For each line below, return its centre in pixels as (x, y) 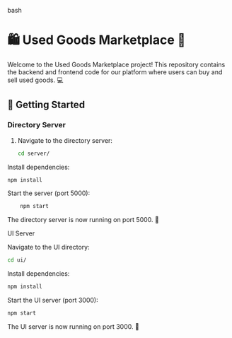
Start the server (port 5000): (49, 193)
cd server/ (34, 153)
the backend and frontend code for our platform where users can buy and (115, 72)
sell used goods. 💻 (35, 80)
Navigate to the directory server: (65, 140)
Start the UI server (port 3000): (53, 300)
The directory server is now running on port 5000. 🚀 (83, 220)
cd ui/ (17, 260)
